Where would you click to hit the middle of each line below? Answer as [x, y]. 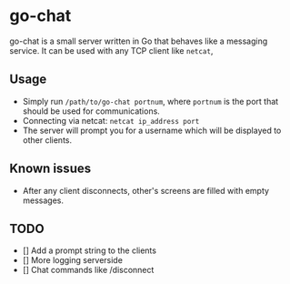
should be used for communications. [91, 111]
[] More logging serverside [72, 260]
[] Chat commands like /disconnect [88, 270]
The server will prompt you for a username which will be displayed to [152, 130]
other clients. [47, 140]
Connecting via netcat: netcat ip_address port [111, 120]
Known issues [50, 169]
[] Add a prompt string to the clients [90, 250]
